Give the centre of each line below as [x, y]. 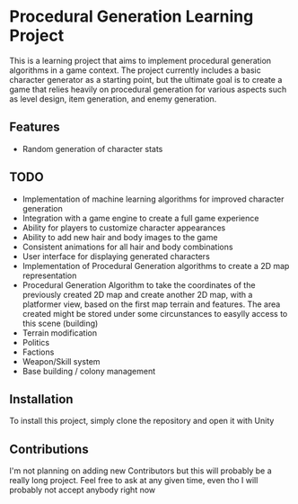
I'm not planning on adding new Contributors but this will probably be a [140, 471]
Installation [41, 399]
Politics [36, 342]
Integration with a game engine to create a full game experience [140, 218]
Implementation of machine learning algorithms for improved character [153, 199]
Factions [38, 352]
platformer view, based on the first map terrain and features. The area [151, 304]
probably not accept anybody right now [83, 490]
